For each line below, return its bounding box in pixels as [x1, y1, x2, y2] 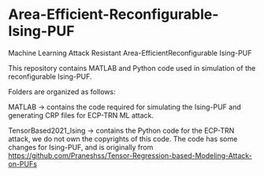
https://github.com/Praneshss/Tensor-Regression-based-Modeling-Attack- [8, 151, 252, 160]
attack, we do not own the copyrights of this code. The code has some [8, 134, 238, 143]
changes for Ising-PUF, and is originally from [8, 142, 154, 152]
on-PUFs [8, 159, 38, 168]
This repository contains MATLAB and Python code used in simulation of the [8, 63, 256, 72]
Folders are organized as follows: [8, 86, 116, 96]
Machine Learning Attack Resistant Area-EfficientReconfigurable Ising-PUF [8, 48, 252, 57]
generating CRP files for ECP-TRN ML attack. [8, 110, 154, 119]
